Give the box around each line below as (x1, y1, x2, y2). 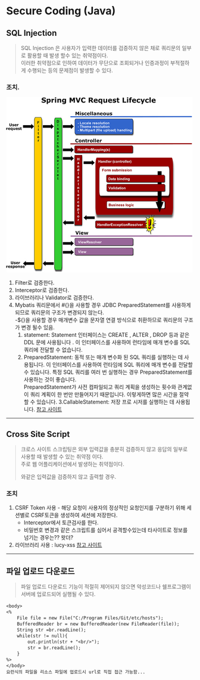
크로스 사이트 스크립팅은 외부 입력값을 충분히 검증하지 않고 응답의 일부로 (20, 446, 188, 453)
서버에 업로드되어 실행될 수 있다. (20, 591, 96, 598)
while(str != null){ (17, 633, 68, 639)
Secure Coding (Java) (6, 4, 116, 18)
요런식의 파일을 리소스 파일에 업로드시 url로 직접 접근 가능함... (6, 669, 146, 675)
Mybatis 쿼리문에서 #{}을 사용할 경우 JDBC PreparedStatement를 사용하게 (14, 302, 192, 309)
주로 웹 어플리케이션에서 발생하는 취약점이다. (20, 461, 125, 468)
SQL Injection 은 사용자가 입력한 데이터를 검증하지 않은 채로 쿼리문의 (20, 45, 181, 51)
